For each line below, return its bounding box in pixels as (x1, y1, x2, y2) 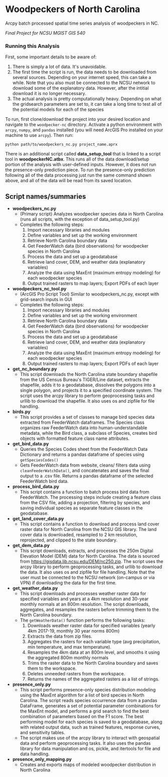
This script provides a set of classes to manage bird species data (20, 414, 155, 420)
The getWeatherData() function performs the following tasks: (20, 617, 145, 624)
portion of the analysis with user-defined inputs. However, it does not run (5, 162, 156, 168)
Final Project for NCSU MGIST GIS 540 (5, 30, 85, 36)
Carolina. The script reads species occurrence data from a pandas (20, 697, 157, 704)
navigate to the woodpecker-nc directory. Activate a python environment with (5, 122, 162, 128)
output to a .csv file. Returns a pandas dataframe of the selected (20, 473, 153, 479)
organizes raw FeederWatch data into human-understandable (20, 425, 147, 431)
